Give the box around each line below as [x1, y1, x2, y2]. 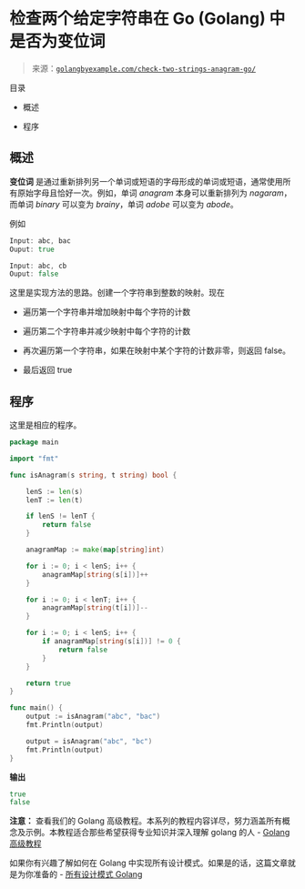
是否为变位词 [9, 31, 107, 52]
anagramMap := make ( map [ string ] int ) [25, 545, 166, 555]
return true [25, 679, 71, 688]
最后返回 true [22, 365, 73, 376]
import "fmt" [9, 454, 59, 463]
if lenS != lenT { [25, 511, 96, 521]
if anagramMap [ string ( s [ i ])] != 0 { [42, 637, 181, 646]
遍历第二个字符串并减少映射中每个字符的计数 [22, 326, 191, 337]
